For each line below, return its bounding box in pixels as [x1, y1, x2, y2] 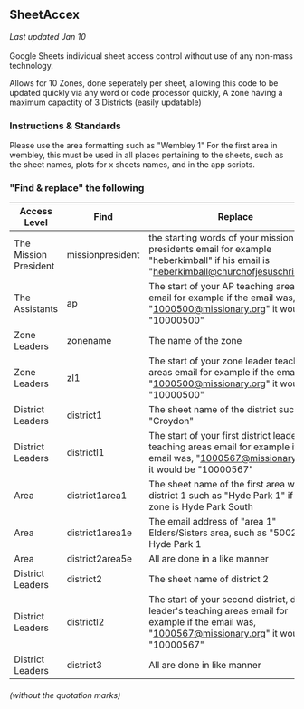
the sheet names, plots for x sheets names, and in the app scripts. [9, 159, 255, 170]
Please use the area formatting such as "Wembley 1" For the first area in [9, 140, 278, 151]
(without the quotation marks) [9, 690, 121, 700]
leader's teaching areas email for [148, 605, 289, 618]
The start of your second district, [148, 593, 289, 606]
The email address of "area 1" [148, 515, 277, 528]
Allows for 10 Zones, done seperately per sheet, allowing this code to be [9, 77, 279, 89]
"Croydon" [148, 415, 195, 428]
